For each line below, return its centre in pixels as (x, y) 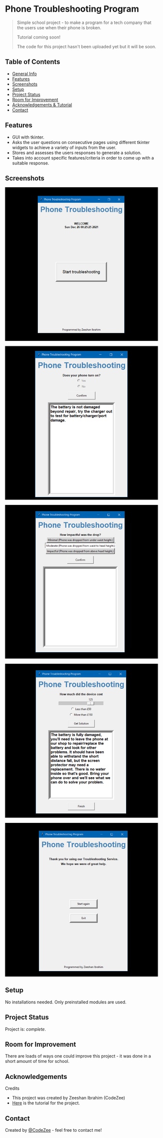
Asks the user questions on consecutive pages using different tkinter (81, 142)
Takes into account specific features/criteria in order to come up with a (83, 158)
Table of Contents (33, 62)
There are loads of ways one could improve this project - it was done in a (78, 1056)
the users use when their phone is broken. (59, 27)
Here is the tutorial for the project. (46, 1103)
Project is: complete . (25, 1029)
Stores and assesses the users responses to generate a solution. (77, 153)
